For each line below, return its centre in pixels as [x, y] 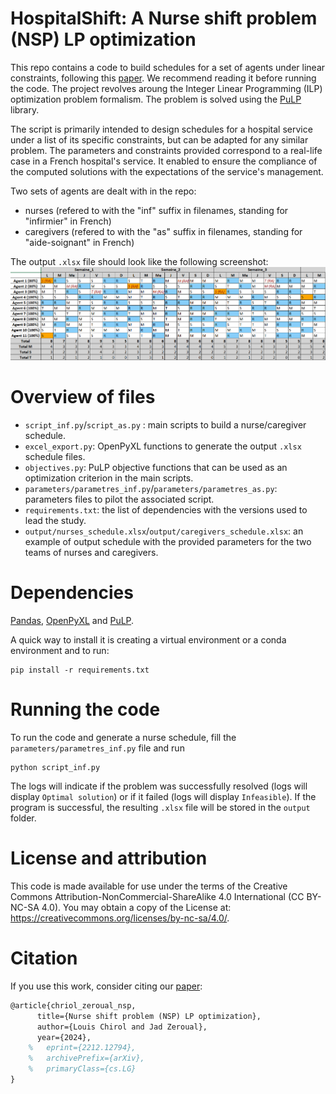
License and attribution [109, 858]
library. [25, 109]
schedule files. [55, 457]
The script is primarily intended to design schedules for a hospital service [161, 129]
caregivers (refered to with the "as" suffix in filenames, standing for [163, 231]
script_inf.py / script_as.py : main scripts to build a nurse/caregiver [165, 425]
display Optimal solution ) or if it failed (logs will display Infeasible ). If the [163, 797]
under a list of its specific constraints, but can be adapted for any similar [159, 139]
